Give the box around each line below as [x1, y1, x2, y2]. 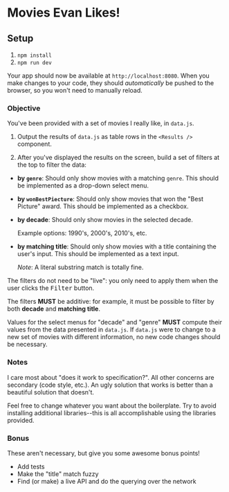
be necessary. [7, 340, 48, 349]
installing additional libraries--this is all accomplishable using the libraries [7, 408, 217, 417]
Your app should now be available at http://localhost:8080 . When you [7, 71, 210, 80]
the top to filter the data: [17, 161, 86, 169]
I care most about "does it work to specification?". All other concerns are [7, 373, 214, 381]
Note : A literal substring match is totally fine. [17, 263, 144, 271]
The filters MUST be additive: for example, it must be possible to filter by [7, 298, 214, 306]
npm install [17, 52, 52, 59]
